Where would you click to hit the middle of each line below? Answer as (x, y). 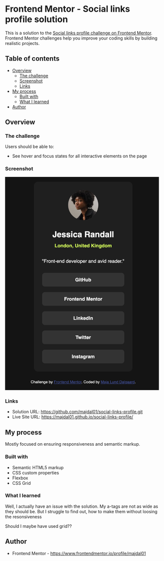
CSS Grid (21, 483)
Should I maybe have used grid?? (39, 526)
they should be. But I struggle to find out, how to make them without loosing (81, 511)
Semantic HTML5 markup (38, 467)
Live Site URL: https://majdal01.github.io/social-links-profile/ (72, 417)
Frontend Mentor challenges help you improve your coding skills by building (81, 38)
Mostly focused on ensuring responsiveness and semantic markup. (73, 444)
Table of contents (32, 59)
